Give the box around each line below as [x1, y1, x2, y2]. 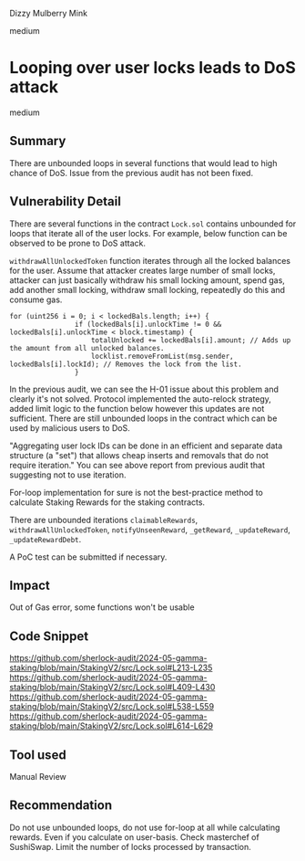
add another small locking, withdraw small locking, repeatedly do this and [9, 284, 285, 295]
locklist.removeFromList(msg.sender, [90, 352, 234, 361]
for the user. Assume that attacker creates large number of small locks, [9, 265, 276, 276]
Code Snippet [9, 628, 89, 644]
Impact [9, 577, 50, 593]
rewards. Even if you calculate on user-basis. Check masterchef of [9, 831, 259, 843]
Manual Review [9, 772, 66, 782]
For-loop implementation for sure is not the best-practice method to [9, 487, 264, 498]
